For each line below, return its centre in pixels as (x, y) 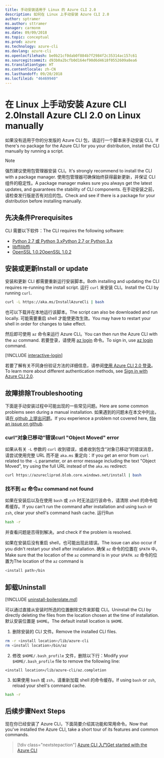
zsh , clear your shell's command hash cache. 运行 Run (59, 513)
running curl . (18, 293)
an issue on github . (24, 424)
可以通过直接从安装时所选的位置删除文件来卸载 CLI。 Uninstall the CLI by (78, 610)
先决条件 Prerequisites (39, 218)
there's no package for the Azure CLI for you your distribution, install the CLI (82, 146)
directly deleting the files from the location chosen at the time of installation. (82, 615)
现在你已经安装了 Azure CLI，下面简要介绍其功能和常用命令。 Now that (77, 724)
